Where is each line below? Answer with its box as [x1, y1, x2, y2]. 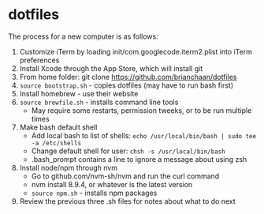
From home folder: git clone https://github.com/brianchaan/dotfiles [19, 72, 237, 81]
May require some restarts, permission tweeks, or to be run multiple [31, 105, 252, 115]
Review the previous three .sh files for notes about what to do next [19, 196, 236, 206]
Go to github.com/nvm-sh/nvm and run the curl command [31, 171, 220, 181]
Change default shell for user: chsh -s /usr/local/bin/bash [31, 146, 226, 156]
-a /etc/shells [31, 139, 81, 147]
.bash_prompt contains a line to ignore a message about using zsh [31, 154, 247, 163]
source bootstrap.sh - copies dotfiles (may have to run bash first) [19, 81, 234, 90]
